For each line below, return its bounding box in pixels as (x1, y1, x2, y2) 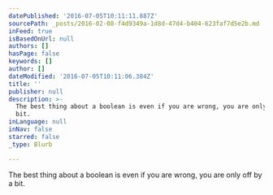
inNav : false (8, 125, 53, 133)
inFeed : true (8, 27, 53, 35)
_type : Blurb (8, 140, 53, 149)
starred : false (8, 132, 60, 141)
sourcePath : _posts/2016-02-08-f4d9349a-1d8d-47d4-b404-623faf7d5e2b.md (8, 19, 260, 28)
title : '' (8, 80, 42, 88)
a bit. (8, 178, 26, 188)
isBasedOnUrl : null (8, 34, 75, 43)
